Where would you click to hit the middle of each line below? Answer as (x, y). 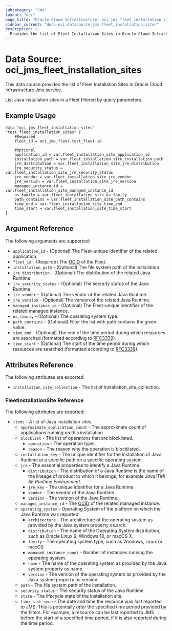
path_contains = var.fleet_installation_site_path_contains (80, 199)
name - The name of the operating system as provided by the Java (97, 563)
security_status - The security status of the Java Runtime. (82, 591)
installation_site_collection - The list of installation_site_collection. (86, 387)
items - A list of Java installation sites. (53, 421)
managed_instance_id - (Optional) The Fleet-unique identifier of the (83, 305)
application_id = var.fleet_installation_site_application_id (82, 154)
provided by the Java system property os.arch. (77, 525)
